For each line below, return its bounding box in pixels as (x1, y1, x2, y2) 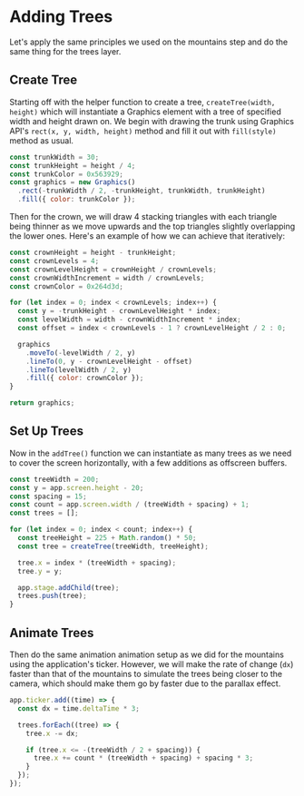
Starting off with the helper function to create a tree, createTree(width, (9, 96, 276, 107)
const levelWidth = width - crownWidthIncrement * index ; (17, 315, 242, 324)
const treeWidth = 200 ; (9, 475, 100, 484)
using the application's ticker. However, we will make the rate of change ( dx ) (9, 659, 294, 669)
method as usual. (9, 134, 74, 146)
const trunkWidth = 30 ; (9, 152, 100, 162)
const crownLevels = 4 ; (9, 256, 100, 265)
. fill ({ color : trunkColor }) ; (17, 195, 136, 204)
